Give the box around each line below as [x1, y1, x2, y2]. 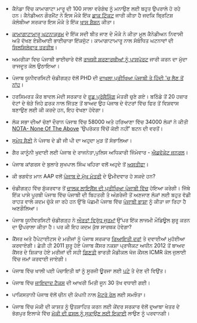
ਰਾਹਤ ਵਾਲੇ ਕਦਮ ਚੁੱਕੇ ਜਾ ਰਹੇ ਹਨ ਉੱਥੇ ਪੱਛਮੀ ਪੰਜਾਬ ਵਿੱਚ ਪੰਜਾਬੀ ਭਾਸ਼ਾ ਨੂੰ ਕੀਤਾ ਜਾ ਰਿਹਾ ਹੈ [11, 198, 186, 205]
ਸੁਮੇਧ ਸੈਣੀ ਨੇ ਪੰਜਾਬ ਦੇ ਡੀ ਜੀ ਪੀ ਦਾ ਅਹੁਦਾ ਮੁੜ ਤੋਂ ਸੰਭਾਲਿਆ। [11, 137, 133, 144]
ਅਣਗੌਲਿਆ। [11, 205, 39, 212]
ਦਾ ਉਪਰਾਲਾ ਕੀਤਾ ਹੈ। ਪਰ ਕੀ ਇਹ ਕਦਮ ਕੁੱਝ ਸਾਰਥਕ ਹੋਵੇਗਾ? [11, 223, 132, 230]
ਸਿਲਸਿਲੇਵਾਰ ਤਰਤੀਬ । [11, 44, 58, 51]
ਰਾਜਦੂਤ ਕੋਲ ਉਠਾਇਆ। [11, 63, 60, 69]
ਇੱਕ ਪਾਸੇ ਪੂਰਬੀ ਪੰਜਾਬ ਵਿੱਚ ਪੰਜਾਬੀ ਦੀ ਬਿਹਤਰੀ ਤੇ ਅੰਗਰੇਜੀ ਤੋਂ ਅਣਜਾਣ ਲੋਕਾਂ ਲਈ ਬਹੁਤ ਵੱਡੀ [11, 191, 191, 198]
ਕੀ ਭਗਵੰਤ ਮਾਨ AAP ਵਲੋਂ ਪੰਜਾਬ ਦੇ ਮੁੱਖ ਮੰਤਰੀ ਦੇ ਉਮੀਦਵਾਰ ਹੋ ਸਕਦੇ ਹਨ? [11, 173, 156, 179]
